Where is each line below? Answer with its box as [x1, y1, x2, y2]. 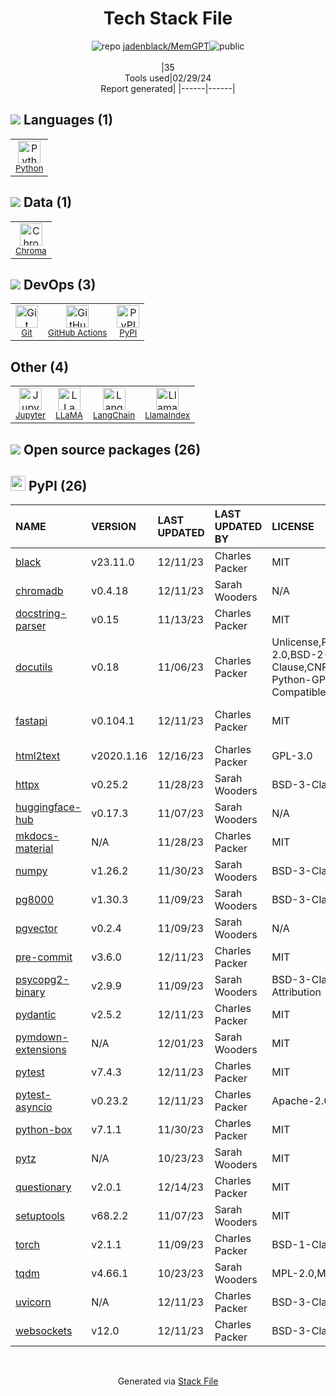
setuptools [15, 1209, 65, 1223]
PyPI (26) [28, 477, 88, 494]
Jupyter [15, 410, 47, 421]
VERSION [91, 520, 137, 534]
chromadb [15, 584, 64, 598]
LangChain [92, 410, 136, 421]
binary [15, 985, 46, 999]
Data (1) [23, 194, 73, 211]
